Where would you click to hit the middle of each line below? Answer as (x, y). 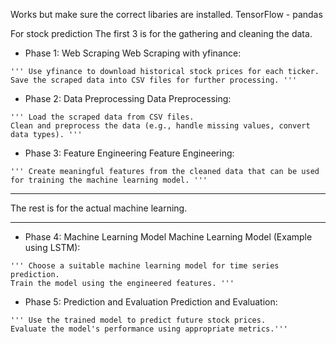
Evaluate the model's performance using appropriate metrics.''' (149, 329)
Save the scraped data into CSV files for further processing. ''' (154, 80)
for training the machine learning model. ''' (109, 180)
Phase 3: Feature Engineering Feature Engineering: (129, 153)
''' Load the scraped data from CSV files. (102, 117)
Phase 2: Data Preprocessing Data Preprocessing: (128, 98)
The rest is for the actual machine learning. (99, 208)
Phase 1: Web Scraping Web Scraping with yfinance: (133, 53)
